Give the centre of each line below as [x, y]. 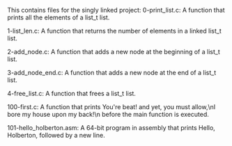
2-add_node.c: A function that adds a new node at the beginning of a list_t [114, 52]
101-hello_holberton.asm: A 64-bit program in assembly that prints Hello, [111, 128]
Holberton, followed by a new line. [56, 135]
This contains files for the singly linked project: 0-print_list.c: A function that [116, 10]
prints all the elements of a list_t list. [59, 17]
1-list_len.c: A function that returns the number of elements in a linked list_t [114, 31]
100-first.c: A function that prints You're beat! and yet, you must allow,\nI [111, 107]
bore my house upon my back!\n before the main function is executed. [108, 114]
